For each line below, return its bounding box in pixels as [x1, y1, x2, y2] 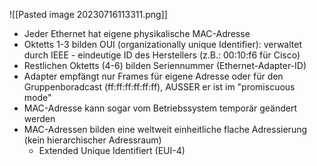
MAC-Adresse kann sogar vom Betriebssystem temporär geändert [23, 102, 298, 114]
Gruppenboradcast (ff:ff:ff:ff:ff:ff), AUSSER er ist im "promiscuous [23, 81, 296, 93]
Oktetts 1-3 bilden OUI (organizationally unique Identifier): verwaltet [23, 39, 303, 50]
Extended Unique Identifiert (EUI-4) [38, 145, 186, 156]
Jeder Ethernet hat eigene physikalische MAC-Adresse [23, 28, 251, 39]
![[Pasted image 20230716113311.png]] [9, 9, 168, 20]
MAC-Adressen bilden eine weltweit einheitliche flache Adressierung [23, 124, 308, 135]
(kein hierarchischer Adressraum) [23, 134, 162, 146]
